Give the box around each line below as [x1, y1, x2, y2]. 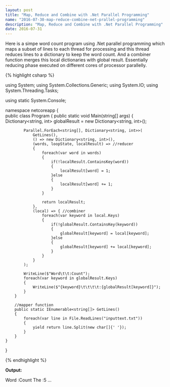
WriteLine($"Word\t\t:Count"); [23, 271, 90, 277]
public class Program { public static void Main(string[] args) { [5, 113, 134, 119]
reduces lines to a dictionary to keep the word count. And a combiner [5, 52, 151, 58]
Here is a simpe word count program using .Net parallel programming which [5, 40, 165, 47]
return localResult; [41, 200, 86, 205]
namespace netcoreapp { [5, 107, 59, 113]
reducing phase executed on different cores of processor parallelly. [5, 62, 147, 69]
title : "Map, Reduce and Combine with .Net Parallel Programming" [5, 12, 150, 17]
